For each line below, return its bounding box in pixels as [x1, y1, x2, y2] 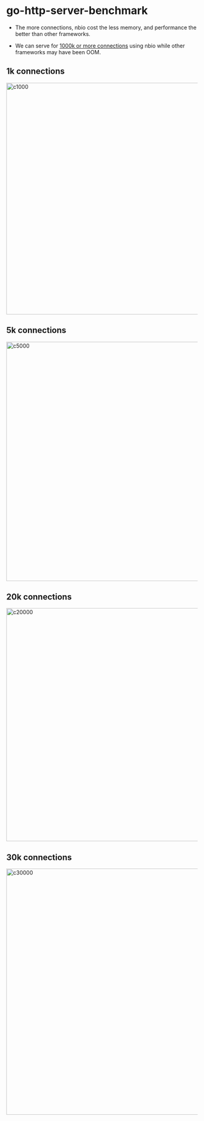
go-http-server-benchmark [6, 4, 148, 18]
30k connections [6, 852, 72, 862]
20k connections [6, 592, 72, 602]
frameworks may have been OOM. [15, 48, 101, 55]
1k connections [6, 66, 65, 77]
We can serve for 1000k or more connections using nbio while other [15, 42, 185, 49]
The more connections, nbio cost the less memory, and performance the [15, 24, 197, 31]
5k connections [6, 325, 67, 335]
